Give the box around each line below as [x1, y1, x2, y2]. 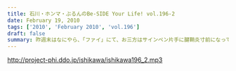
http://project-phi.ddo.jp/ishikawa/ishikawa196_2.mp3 [7, 56, 163, 64]
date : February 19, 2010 [7, 17, 80, 24]
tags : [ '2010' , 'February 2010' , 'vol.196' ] [7, 23, 140, 30]
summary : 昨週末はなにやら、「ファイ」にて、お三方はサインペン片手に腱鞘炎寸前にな [7, 37, 221, 44]
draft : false [7, 30, 46, 37]
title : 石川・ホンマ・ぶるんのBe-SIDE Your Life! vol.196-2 [7, 10, 176, 18]
